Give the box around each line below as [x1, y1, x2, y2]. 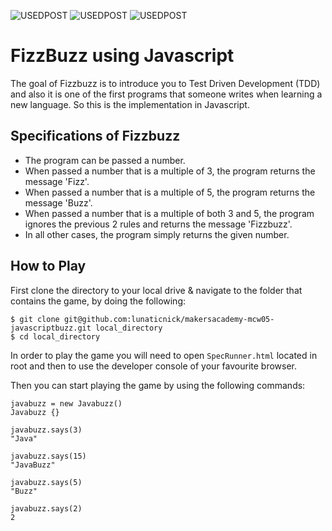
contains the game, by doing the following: [10, 295, 187, 307]
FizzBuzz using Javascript [10, 45, 235, 67]
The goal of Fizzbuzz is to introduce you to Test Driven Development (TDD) [10, 77, 321, 89]
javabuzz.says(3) [10, 425, 83, 435]
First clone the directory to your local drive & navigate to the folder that [10, 284, 303, 296]
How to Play [10, 258, 87, 275]
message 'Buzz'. [24, 196, 93, 209]
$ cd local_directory [10, 331, 101, 342]
